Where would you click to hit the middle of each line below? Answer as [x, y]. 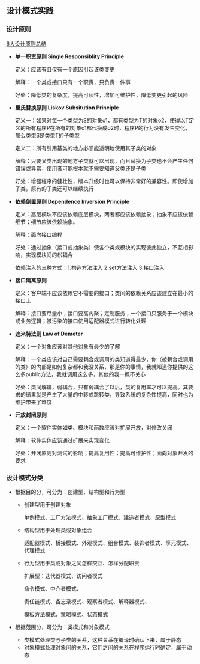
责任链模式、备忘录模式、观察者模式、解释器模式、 [87, 601]
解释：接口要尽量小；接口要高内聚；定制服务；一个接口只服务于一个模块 [104, 313]
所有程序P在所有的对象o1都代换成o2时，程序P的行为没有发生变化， [108, 127]
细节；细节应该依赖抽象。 [46, 222]
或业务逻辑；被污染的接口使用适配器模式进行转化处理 [81, 321]
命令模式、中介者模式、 [53, 588]
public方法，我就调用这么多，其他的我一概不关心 [85, 374]
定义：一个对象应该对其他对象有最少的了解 [67, 346]
